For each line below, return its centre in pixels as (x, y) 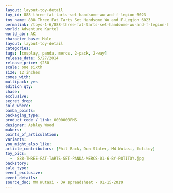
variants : (16, 139)
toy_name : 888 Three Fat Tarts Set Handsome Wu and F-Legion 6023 (78, 20)
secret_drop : (19, 101)
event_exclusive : (24, 173)
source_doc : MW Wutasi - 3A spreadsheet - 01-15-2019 (64, 182)
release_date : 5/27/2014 (32, 58)
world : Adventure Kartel (32, 29)
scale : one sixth (24, 67)
